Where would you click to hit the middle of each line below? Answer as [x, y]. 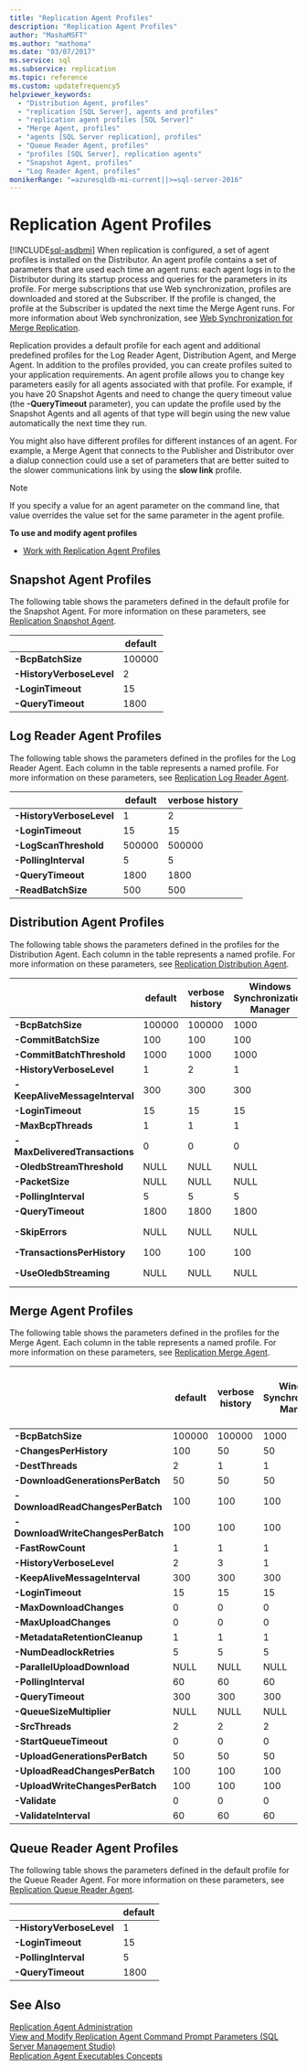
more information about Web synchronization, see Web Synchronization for [151, 318]
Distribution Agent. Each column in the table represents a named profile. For [152, 954]
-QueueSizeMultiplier [63, 1711]
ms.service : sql [40, 60]
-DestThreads [46, 1466]
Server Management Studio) [63, 2046]
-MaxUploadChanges [63, 1623]
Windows [270, 986]
